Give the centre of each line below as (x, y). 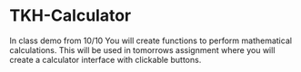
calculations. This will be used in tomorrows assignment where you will (142, 49)
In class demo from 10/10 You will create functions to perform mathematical (151, 40)
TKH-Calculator (70, 16)
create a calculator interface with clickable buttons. (105, 59)
